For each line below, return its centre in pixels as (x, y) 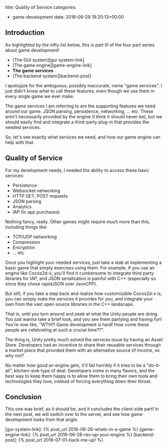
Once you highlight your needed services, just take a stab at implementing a (83, 262)
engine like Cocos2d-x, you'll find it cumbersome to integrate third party (79, 273)
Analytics (22, 206)
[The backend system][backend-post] (52, 76)
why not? (14, 355)
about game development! (32, 50)
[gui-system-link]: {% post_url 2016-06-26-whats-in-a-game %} (72, 429)
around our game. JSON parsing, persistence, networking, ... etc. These (79, 111)
